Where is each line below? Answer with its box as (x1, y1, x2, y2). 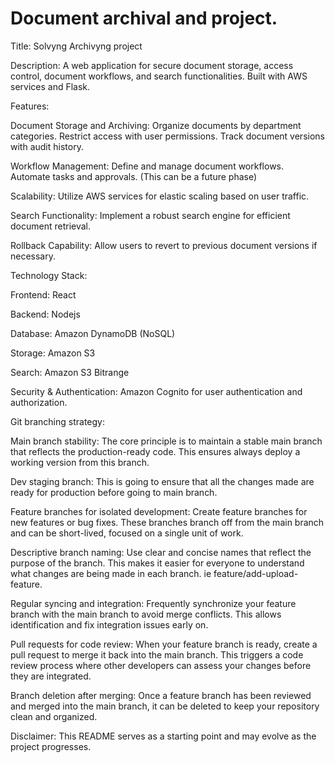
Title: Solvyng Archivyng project (10, 40, 143, 52)
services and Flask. (10, 80, 91, 92)
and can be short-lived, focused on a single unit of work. (10, 527, 244, 539)
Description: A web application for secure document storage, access (10, 59, 294, 71)
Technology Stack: (10, 269, 88, 281)
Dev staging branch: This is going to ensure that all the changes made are (10, 475, 315, 487)
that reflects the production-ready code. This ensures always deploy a (10, 445, 301, 457)
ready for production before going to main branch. (10, 486, 218, 498)
